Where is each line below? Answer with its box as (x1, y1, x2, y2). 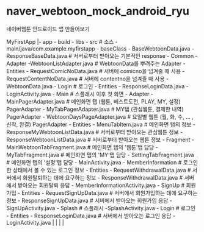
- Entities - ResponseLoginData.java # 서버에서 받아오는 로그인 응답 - (6, 212, 176, 219)
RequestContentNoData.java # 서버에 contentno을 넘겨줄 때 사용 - (6, 75, 169, 82)
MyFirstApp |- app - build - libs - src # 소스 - (6, 38, 118, 45)
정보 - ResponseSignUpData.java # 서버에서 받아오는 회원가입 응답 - (6, 197, 172, 204)
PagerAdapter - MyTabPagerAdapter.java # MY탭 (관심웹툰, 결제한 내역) (6, 105, 184, 113)
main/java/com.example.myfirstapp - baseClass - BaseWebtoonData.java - (6, 44, 194, 52)
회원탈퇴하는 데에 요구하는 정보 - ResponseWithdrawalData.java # (22, 174, 183, 181)
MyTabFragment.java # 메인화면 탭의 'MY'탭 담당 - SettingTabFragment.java (6, 151, 194, 158)
